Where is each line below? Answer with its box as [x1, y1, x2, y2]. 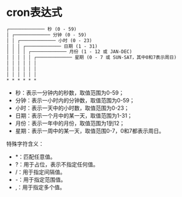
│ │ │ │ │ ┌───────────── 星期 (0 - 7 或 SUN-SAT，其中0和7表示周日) [6, 54, 177, 61]
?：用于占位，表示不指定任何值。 [15, 160, 99, 168]
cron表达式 [6, 5, 62, 20]
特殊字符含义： [6, 140, 44, 147]
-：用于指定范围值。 [15, 176, 67, 183]
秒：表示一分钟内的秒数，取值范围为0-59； [15, 89, 125, 96]
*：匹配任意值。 [15, 153, 56, 160]
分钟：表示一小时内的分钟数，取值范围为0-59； [15, 96, 136, 104]
